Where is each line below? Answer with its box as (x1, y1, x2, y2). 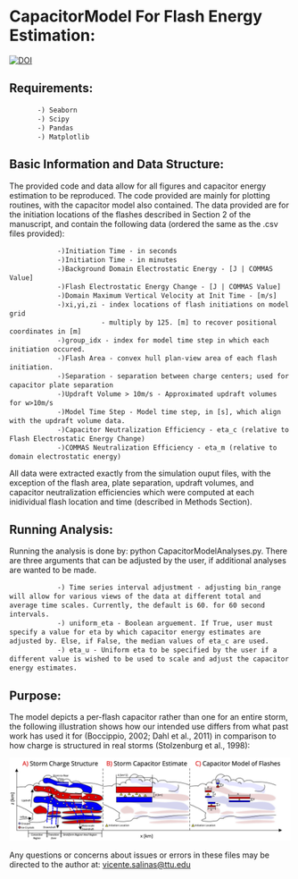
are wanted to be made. (9, 565, 97, 576)
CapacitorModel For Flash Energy (9, 6, 263, 27)
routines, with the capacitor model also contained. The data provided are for (9, 199, 290, 210)
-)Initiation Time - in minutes (56, 255, 178, 265)
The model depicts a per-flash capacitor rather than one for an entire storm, (9, 712, 288, 723)
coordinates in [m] (9, 326, 82, 336)
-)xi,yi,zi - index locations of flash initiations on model (56, 300, 290, 309)
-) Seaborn (37, 106, 78, 114)
